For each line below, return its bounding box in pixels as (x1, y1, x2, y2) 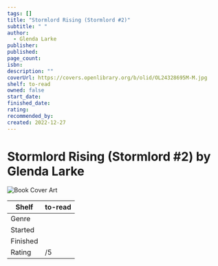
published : (7, 49, 39, 56)
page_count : (7, 55, 41, 62)
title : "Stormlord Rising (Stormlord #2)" (7, 17, 131, 23)
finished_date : (7, 100, 51, 107)
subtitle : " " (7, 23, 48, 30)
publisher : (7, 42, 39, 49)
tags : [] (7, 10, 32, 17)
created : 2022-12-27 (7, 119, 67, 126)
